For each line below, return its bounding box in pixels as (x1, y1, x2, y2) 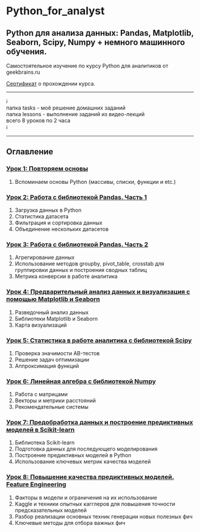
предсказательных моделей (14, 506, 87, 514)
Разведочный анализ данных (14, 308, 89, 316)
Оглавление (6, 147, 54, 157)
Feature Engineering (6, 480, 67, 489)
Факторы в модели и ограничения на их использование (14, 494, 158, 501)
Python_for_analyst (6, 4, 105, 18)
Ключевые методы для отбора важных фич (14, 519, 126, 526)
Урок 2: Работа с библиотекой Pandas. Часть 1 (6, 193, 147, 201)
